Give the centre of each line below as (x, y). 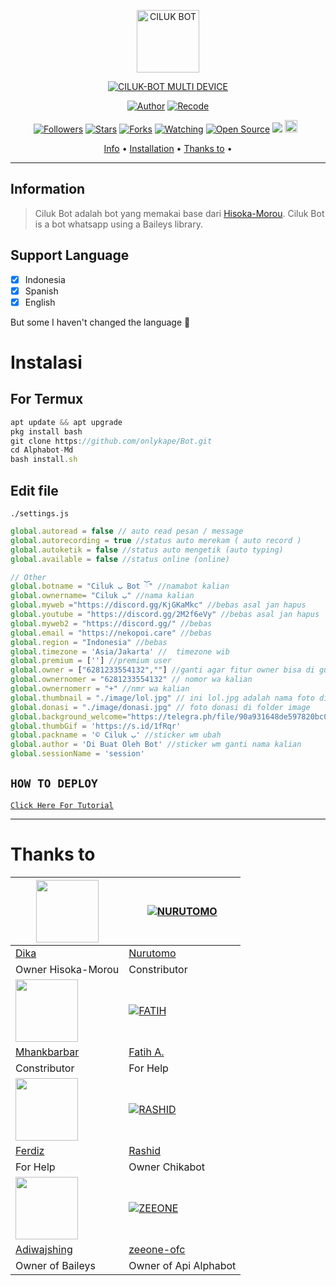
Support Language (70, 255)
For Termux (47, 399)
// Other (28, 577)
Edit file (34, 490)
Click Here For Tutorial (62, 805)
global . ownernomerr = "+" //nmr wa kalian (100, 689)
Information (48, 189)
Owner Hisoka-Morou (67, 969)
